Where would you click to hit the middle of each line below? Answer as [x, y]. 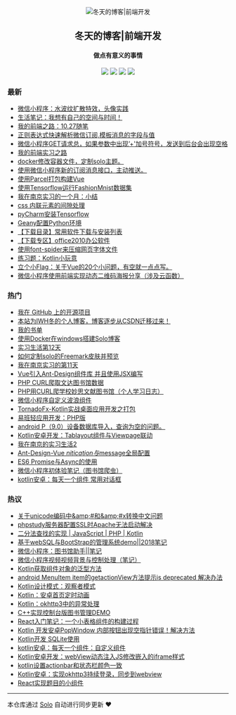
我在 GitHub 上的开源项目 [54, 312]
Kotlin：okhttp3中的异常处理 [58, 604]
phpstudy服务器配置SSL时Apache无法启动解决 [85, 525]
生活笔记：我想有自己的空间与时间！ [70, 117]
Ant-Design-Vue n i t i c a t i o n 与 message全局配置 [84, 453]
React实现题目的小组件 [51, 683]
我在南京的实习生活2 [47, 444]
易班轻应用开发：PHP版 [52, 418]
